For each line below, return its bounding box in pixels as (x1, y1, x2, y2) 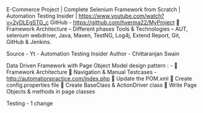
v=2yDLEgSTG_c (6, 19, 49, 26)
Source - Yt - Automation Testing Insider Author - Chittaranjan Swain (6, 50, 180, 57)
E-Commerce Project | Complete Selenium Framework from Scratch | (6, 6, 180, 13)
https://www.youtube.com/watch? (78, 12, 164, 20)
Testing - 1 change (6, 100, 53, 107)
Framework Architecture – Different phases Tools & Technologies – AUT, (6, 25, 188, 32)
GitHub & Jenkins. (6, 38, 52, 45)
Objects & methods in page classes (6, 88, 95, 95)
